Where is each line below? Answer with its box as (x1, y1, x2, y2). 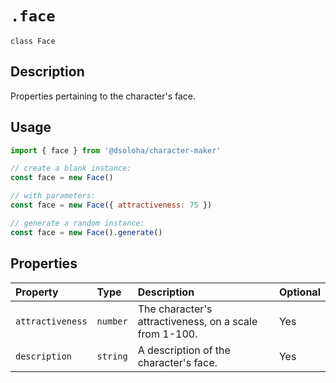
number (96, 315, 128, 327)
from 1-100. (137, 327, 198, 341)
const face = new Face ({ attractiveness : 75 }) (10, 200, 213, 211)
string (96, 350, 128, 362)
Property (15, 285, 59, 299)
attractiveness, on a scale (137, 314, 258, 328)
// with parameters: (10, 191, 97, 201)
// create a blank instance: (10, 163, 132, 174)
